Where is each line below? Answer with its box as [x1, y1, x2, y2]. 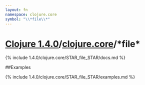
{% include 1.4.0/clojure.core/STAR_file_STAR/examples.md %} [5, 74, 135, 80]
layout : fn [5, 7, 28, 12]
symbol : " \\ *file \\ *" [5, 16, 50, 21]
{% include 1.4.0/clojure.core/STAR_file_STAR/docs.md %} [5, 54, 126, 60]
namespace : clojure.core [5, 12, 57, 17]
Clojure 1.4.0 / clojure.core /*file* [5, 38, 140, 49]
